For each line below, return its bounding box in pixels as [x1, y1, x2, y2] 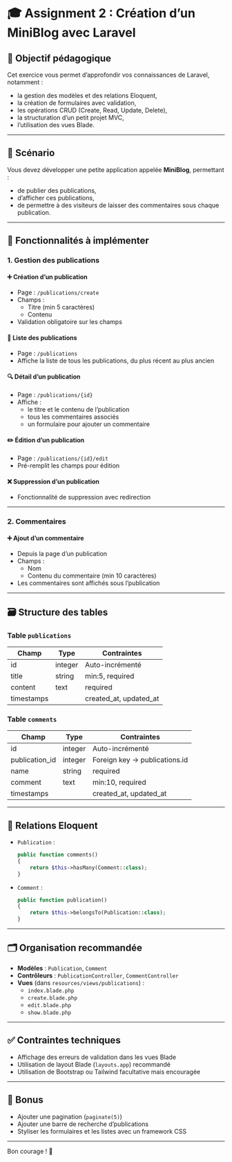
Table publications [7, 630, 72, 640]
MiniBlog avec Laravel [7, 25, 136, 41]
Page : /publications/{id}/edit [17, 454, 108, 462]
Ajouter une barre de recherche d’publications [17, 1120, 149, 1128]
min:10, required [92, 778, 146, 788]
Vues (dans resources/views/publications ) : [17, 978, 145, 987]
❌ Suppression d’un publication [7, 477, 100, 486]
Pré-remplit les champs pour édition [17, 461, 120, 470]
